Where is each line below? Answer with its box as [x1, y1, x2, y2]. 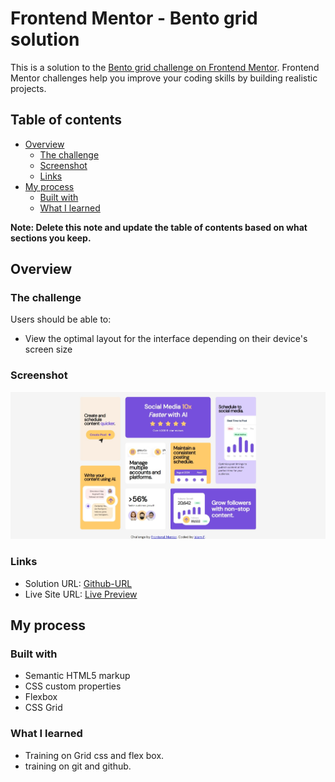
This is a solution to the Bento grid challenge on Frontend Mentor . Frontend [10, 61, 320, 73]
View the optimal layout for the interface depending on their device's [24, 333, 308, 345]
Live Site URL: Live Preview [24, 588, 138, 600]
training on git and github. [24, 760, 132, 772]
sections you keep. [10, 232, 92, 244]
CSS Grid [24, 702, 63, 714]
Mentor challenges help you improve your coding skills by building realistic [10, 72, 318, 84]
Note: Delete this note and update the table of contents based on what [10, 221, 308, 233]
